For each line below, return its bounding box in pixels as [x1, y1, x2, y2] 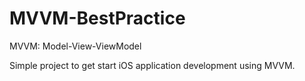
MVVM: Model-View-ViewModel [9, 40, 142, 52]
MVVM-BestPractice [9, 7, 186, 30]
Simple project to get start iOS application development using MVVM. [9, 59, 296, 71]
